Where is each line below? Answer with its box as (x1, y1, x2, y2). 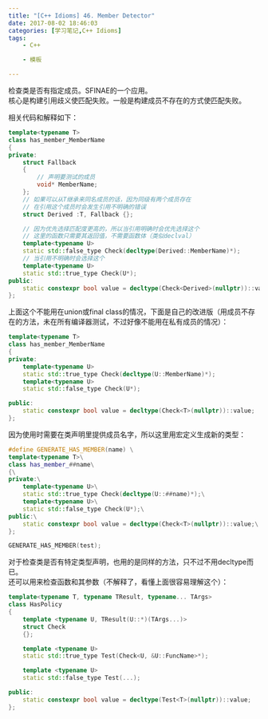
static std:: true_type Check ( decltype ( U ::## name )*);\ (22, 491, 205, 499)
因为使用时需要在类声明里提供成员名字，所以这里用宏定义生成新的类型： (8, 429, 246, 439)
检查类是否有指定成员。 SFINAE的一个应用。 (8, 85, 152, 95)
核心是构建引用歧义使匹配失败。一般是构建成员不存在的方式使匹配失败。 (8, 96, 246, 105)
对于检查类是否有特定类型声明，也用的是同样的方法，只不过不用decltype (8, 557, 247, 567)
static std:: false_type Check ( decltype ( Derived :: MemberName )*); (22, 247, 241, 256)
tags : (8, 34, 26, 42)
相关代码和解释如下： (8, 113, 78, 122)
